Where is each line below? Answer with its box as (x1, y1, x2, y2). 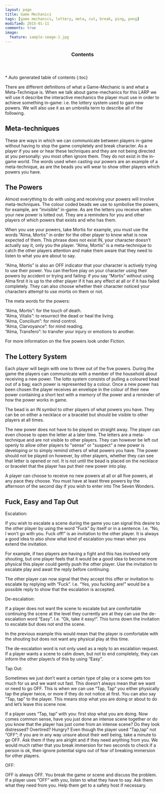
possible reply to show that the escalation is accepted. (5, 586, 115, 592)
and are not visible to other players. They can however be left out (26, 437, 159, 443)
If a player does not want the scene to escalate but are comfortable (5, 606, 141, 612)
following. (5, 110, 25, 116)
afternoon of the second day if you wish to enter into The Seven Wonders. (5, 483, 155, 489)
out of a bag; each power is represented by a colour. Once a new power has (5, 381, 159, 387)
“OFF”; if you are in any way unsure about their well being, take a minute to (5, 732, 156, 738)
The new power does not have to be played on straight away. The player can (5, 427, 160, 433)
